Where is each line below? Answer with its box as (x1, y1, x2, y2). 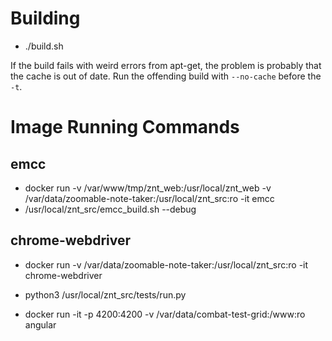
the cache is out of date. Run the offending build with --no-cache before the (10, 70, 322, 82)
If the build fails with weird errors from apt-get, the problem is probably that (10, 59, 322, 71)
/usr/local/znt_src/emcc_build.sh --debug (24, 203, 197, 215)
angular (24, 318, 57, 331)
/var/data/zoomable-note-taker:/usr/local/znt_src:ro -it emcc (24, 192, 275, 204)
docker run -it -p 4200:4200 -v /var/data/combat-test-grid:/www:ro (24, 308, 306, 320)
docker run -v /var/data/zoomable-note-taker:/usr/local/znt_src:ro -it (24, 258, 309, 271)
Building (10, 7, 81, 30)
